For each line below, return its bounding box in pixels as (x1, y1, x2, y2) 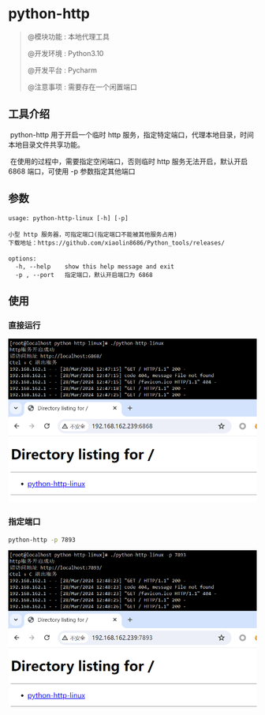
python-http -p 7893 (8, 536, 77, 544)
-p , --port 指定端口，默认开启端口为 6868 (15, 271, 154, 279)
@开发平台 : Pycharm (27, 65, 97, 75)
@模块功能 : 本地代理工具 (27, 32, 110, 41)
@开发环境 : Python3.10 (27, 48, 104, 58)
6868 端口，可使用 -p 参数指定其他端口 (8, 167, 136, 176)
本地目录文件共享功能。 (8, 140, 84, 149)
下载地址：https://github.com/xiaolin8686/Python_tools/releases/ (8, 238, 225, 247)
